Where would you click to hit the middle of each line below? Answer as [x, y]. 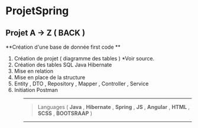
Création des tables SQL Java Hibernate [63, 65]
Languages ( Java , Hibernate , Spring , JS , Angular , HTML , [114, 107]
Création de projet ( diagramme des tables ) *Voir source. [84, 58]
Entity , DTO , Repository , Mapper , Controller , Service [81, 84]
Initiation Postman [36, 90]
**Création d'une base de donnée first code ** [63, 47]
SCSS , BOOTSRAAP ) [65, 113]
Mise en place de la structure [50, 77]
